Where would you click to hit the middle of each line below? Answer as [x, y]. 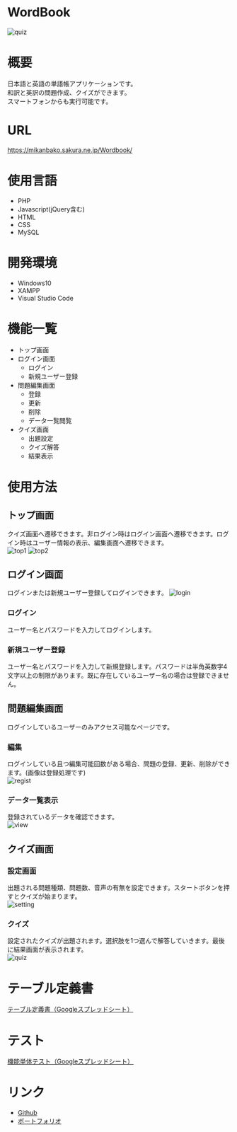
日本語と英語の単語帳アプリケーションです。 [72, 83]
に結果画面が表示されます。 [47, 949]
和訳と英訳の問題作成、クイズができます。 [69, 92]
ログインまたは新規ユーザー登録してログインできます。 [87, 593]
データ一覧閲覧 [50, 420]
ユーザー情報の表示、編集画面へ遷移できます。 [100, 543]
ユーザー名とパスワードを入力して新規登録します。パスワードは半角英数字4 [117, 666]
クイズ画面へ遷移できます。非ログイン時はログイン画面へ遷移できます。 [112, 533]
